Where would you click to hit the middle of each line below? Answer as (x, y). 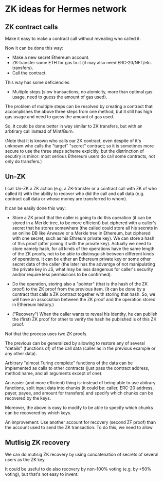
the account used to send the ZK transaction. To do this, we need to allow (79, 427)
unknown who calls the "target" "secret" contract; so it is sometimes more (80, 146)
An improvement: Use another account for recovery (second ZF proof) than (81, 422)
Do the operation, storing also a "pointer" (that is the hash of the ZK (80, 284)
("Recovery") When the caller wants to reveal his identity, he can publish (85, 314)
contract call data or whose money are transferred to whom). (66, 198)
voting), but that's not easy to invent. (42, 474)
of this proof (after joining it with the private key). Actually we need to (82, 243)
